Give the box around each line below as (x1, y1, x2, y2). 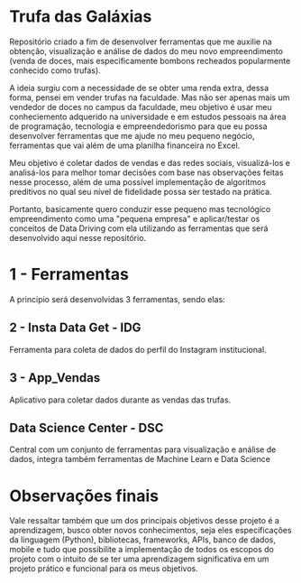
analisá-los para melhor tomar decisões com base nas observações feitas (9, 167, 284, 178)
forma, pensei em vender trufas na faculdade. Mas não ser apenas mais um (9, 92, 290, 103)
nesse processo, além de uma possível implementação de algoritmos (9, 176, 267, 187)
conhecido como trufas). (9, 65, 101, 76)
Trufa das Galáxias (9, 6, 152, 27)
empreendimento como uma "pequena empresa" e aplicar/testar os (9, 213, 260, 224)
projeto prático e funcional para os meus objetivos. (9, 563, 198, 574)
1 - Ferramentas (9, 264, 129, 285)
